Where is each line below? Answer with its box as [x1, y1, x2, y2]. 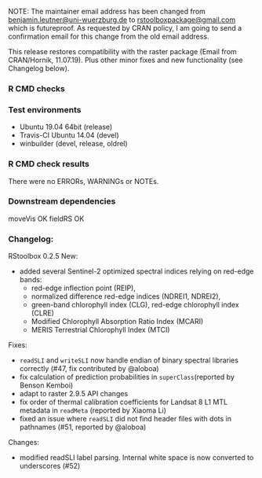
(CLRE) [31, 308, 55, 318]
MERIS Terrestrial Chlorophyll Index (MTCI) [31, 325, 170, 335]
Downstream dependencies [8, 196, 116, 207]
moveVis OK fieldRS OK [8, 214, 85, 223]
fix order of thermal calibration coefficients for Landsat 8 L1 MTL [19, 397, 228, 407]
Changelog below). [8, 64, 70, 73]
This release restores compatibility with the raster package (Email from [8, 47, 237, 56]
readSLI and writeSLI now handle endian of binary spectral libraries [19, 355, 239, 365]
